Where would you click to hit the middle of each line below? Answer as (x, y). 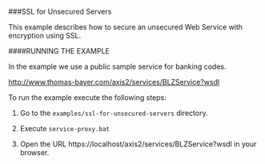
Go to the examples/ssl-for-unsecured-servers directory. (114, 113)
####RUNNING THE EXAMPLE (59, 51)
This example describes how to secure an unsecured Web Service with (125, 27)
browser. (34, 152)
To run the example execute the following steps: (87, 98)
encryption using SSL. (45, 36)
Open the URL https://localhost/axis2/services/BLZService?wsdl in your (138, 144)
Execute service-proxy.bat (65, 128)
